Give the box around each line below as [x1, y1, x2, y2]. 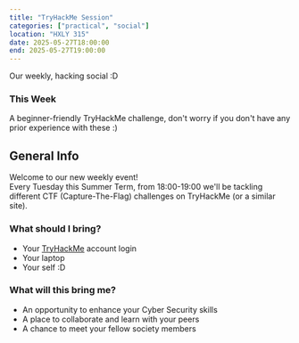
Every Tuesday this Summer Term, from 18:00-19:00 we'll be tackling [9, 182, 263, 192]
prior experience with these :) [9, 122, 118, 134]
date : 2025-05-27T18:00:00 [9, 37, 110, 47]
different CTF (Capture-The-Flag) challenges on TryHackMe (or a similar [9, 191, 276, 201]
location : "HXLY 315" [9, 29, 90, 38]
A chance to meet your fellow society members [21, 323, 196, 334]
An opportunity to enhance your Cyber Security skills [21, 304, 219, 314]
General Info [9, 148, 79, 163]
